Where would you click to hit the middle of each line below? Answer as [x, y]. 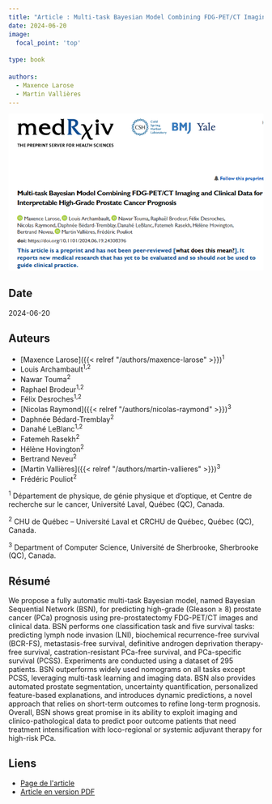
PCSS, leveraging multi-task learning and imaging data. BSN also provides [132, 678]
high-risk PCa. [32, 738]
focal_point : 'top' [49, 43]
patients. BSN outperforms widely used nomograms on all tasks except [127, 669]
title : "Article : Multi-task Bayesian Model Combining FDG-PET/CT [125, 17]
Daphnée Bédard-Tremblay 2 [67, 419]
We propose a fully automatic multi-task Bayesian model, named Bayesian [132, 600]
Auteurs [30, 339]
